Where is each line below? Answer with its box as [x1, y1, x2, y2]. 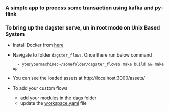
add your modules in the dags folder [20, 95, 97, 101]
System [5, 30, 25, 37]
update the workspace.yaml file [20, 100, 87, 106]
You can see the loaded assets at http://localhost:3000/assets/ [12, 75, 146, 81]
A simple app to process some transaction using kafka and [5, 4, 154, 11]
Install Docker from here [12, 42, 64, 48]
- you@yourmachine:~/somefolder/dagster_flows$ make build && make [17, 62, 164, 67]
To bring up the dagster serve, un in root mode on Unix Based [5, 24, 160, 31]
